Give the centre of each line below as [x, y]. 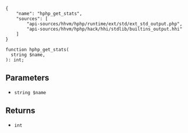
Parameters [27, 78]
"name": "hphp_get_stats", [49, 14]
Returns [21, 111]
